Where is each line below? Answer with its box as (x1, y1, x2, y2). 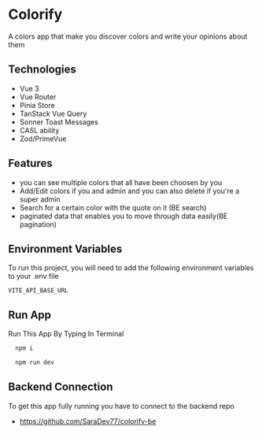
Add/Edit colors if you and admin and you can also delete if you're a (19, 186, 240, 195)
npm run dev (15, 358, 55, 367)
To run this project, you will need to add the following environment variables (8, 263, 254, 273)
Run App (8, 308, 52, 321)
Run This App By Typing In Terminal (8, 329, 124, 339)
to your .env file (8, 272, 59, 281)
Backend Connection (8, 380, 113, 394)
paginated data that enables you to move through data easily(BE (19, 211, 228, 221)
